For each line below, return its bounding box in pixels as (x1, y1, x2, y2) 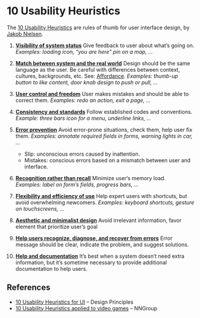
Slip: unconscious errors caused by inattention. (24, 150, 140, 158)
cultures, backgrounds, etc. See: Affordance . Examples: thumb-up (15, 72, 179, 79)
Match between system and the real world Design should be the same (15, 60, 190, 67)
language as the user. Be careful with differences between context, (15, 66, 180, 73)
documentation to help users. (15, 265, 88, 272)
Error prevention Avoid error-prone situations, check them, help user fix (15, 126, 193, 133)
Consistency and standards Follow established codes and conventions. (15, 108, 193, 115)
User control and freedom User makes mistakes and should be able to (15, 90, 189, 97)
